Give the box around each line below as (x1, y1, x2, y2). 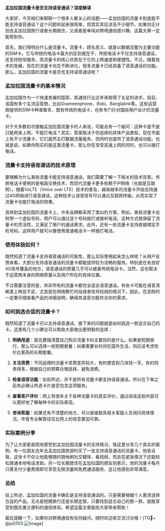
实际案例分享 (5, 429, 36, 436)
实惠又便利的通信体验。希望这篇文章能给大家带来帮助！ (18, 504, 130, 510)
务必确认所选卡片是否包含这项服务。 (16, 382, 90, 389)
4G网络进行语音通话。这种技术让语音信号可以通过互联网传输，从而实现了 (9, 192, 158, 198)
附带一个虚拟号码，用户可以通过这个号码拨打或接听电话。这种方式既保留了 (5, 215, 156, 221)
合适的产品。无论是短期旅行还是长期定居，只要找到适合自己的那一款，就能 (5, 498, 156, 504)
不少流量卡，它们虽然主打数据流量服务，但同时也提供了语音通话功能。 (13, 136, 156, 142)
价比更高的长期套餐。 (12, 349, 55, 355)
